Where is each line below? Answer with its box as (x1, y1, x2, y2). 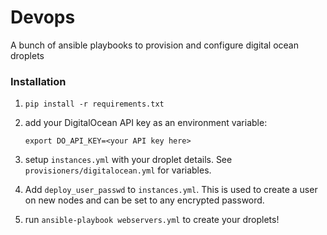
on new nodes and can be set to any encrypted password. (24, 194, 265, 206)
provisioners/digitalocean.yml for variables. (24, 164, 212, 176)
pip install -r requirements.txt (24, 99, 165, 110)
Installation (10, 74, 67, 88)
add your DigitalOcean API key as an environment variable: (24, 117, 268, 129)
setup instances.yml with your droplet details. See (24, 154, 233, 166)
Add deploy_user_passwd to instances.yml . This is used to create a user (24, 184, 318, 196)
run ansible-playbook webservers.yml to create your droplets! (24, 214, 280, 226)
